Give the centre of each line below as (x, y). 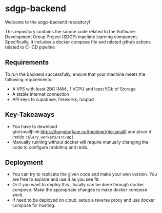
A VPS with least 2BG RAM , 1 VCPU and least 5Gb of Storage (74, 89)
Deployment (24, 162)
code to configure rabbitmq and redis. (50, 147)
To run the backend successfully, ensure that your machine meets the (75, 74)
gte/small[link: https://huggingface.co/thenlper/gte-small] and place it (81, 131)
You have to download (35, 126)
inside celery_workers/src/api (43, 137)
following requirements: (29, 79)
